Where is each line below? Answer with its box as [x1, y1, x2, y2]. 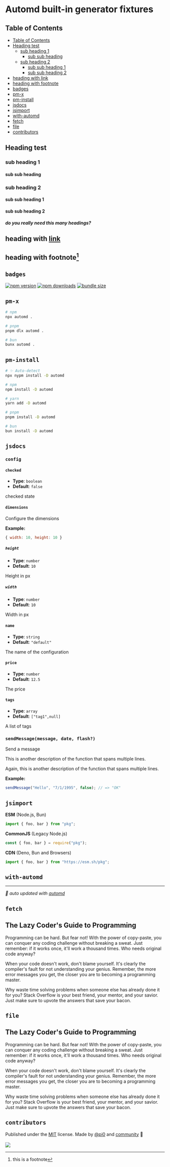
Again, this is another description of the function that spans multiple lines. [5, 766, 159, 772]
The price [5, 686, 25, 692]
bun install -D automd [5, 428, 53, 433]
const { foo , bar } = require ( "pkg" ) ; [5, 840, 87, 845]
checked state [5, 493, 35, 499]
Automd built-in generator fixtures [5, 4, 153, 15]
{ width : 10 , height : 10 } [5, 535, 62, 540]
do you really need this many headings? [5, 220, 92, 226]
